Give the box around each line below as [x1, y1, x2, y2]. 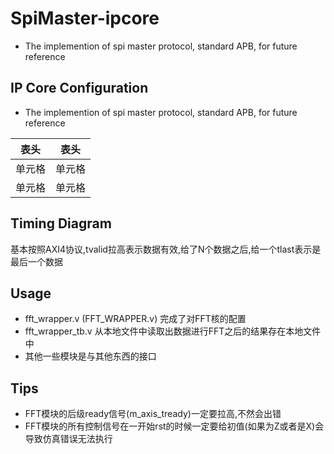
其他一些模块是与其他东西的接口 [24, 350, 157, 362]
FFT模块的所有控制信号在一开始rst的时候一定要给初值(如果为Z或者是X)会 [24, 420, 325, 432]
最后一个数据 [10, 255, 63, 267]
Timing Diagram [10, 215, 112, 232]
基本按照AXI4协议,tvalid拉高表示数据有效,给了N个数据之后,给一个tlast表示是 [10, 243, 322, 255]
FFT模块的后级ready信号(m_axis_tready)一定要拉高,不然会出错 [24, 408, 282, 420]
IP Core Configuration [10, 80, 149, 97]
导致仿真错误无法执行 [24, 433, 113, 445]
